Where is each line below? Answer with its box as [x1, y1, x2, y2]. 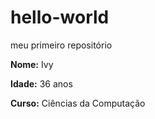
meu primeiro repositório [10, 39, 113, 51]
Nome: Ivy [10, 58, 54, 70]
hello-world [10, 6, 110, 29]
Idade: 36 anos [10, 77, 73, 90]
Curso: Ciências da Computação [10, 97, 146, 109]
